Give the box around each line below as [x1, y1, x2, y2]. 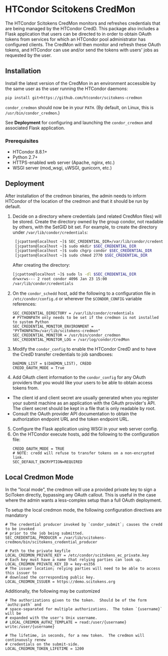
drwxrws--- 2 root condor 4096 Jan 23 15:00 [12, 277, 107, 282]
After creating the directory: [12, 262, 70, 268]
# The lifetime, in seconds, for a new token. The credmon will [5, 633, 144, 638]
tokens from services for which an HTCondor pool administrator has [5, 36, 146, 42]
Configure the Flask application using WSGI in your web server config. [12, 426, 158, 432]
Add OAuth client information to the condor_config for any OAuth [12, 374, 146, 380]
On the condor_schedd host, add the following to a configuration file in [12, 290, 156, 296]
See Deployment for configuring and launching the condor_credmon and [5, 119, 152, 125]
